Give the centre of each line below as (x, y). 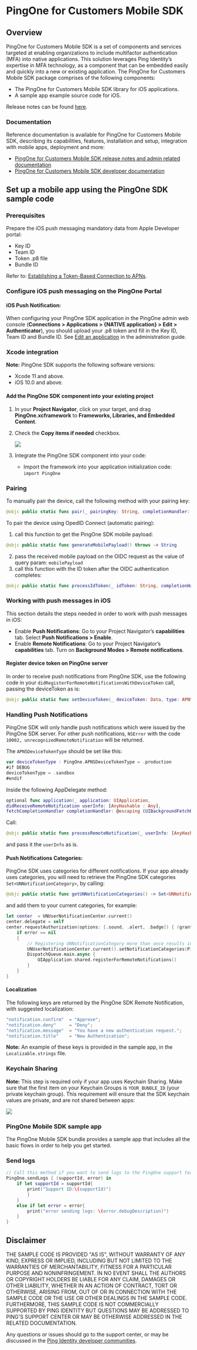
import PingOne (42, 473)
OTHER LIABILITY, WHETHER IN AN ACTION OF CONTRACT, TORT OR (91, 1285)
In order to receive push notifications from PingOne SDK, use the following (96, 676)
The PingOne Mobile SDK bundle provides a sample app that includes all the (98, 1139)
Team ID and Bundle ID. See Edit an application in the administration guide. (96, 337)
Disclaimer (26, 1240)
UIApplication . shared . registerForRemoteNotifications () (107, 960)
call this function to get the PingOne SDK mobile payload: (84, 534)
